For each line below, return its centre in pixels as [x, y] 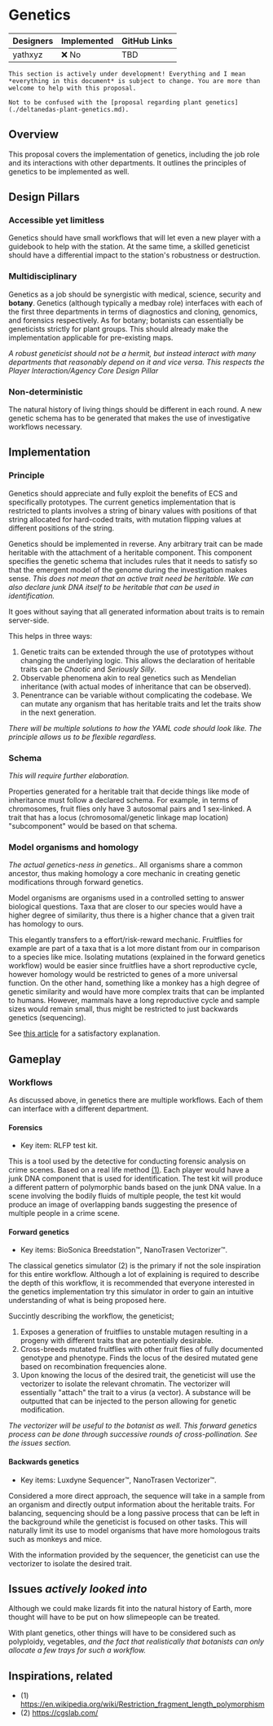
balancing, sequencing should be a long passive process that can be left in [134, 1512]
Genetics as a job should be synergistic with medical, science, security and [135, 294]
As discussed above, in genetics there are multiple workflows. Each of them [136, 1100]
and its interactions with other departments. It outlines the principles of [128, 163]
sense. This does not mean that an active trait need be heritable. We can [131, 578]
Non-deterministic [46, 391]
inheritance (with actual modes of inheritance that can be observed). [135, 686]
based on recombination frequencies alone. [93, 1367]
